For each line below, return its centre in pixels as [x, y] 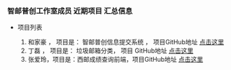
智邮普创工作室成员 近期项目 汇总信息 [70, 10]
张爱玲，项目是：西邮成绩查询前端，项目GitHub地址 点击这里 [115, 60]
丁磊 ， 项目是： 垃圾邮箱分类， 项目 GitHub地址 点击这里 [111, 51]
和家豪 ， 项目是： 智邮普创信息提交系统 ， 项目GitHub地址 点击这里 [126, 42]
